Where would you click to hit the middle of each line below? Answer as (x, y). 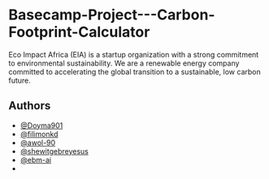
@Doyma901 (41, 125)
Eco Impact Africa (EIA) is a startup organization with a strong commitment (134, 54)
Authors (30, 106)
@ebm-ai (36, 160)
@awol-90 (38, 143)
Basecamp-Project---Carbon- (112, 15)
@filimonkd (39, 134)
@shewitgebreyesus (54, 151)
